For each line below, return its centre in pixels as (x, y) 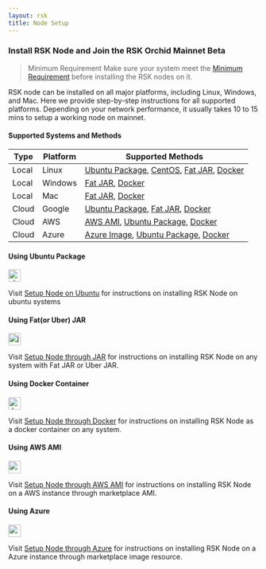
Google (56, 209)
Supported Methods (165, 156)
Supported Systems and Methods (65, 135)
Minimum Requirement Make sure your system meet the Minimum (135, 68)
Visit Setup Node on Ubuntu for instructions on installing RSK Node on (123, 293)
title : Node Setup (39, 23)
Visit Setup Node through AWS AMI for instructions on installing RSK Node (130, 484)
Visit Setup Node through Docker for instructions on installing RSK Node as (131, 421)
